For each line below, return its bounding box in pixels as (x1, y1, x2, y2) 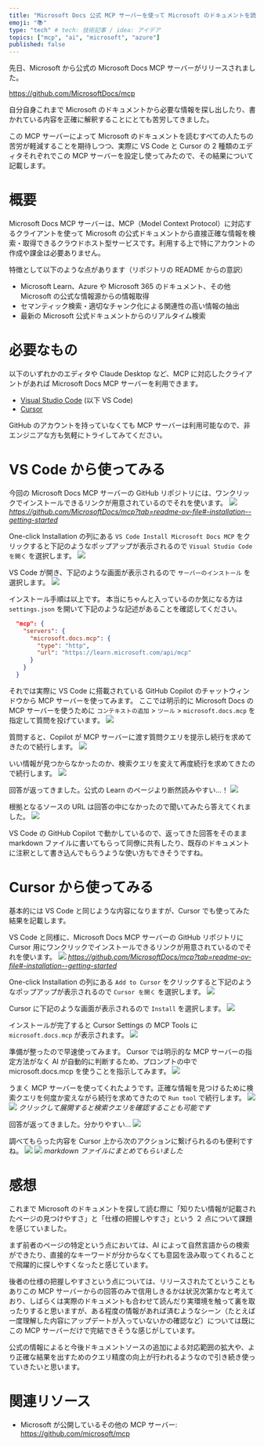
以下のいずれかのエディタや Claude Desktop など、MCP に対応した (9, 369, 226, 378)
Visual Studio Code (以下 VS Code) (20, 396, 134, 405)
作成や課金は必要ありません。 (9, 248, 105, 258)
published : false (9, 41, 66, 49)
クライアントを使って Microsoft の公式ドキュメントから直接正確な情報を (15, 229, 249, 238)
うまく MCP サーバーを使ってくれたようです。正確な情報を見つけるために (9, 1083, 248, 1093)
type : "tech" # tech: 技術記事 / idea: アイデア (9, 26, 161, 34)
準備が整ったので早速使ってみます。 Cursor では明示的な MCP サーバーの (9, 1046, 246, 1056)
